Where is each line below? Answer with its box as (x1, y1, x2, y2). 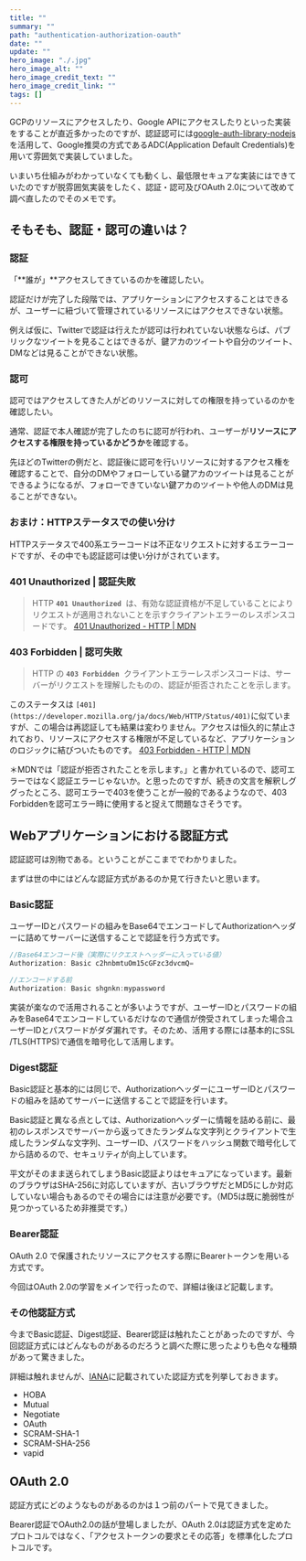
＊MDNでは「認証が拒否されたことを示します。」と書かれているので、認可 (9, 764, 288, 775)
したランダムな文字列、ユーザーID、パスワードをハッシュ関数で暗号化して (16, 1138, 298, 1149)
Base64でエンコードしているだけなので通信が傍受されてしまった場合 (25, 1012, 286, 1024)
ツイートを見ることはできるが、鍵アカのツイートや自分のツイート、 (40, 336, 298, 347)
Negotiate (22, 1408, 60, 1419)
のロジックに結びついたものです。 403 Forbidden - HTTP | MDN (9, 744, 251, 755)
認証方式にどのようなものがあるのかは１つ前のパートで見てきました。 (9, 1499, 274, 1510)
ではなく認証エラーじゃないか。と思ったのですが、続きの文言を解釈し (25, 775, 290, 786)
